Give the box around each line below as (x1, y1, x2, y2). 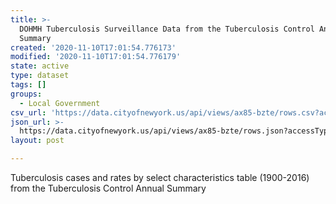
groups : (10, 89, 43, 99)
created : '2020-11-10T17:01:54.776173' (10, 42, 177, 53)
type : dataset (10, 71, 70, 81)
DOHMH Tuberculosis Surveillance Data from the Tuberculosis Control (19, 24, 315, 34)
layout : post (10, 136, 65, 146)
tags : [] (10, 80, 47, 90)
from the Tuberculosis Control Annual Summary (10, 182, 207, 194)
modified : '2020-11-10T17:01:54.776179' (10, 52, 182, 62)
